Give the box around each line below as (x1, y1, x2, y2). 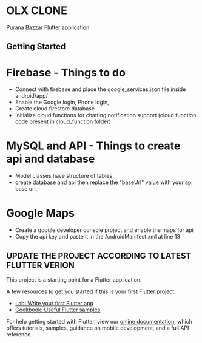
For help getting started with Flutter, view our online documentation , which (6, 318, 193, 325)
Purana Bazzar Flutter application (6, 24, 90, 31)
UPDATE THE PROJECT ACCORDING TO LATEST (6, 250, 192, 261)
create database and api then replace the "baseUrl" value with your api (15, 178, 193, 186)
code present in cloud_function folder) (15, 118, 111, 125)
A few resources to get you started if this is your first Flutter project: (6, 288, 176, 295)
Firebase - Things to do (6, 66, 126, 80)
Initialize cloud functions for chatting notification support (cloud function (15, 112, 197, 119)
